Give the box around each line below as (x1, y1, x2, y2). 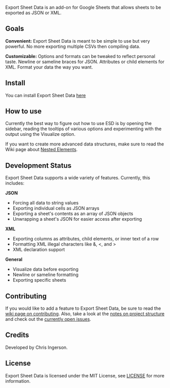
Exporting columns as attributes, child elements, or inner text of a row (12, 236, 159, 242)
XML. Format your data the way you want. (5, 64, 93, 70)
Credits (5, 331, 30, 340)
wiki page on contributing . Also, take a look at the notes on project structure (5, 311, 165, 317)
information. (5, 378, 31, 384)
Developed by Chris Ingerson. (5, 344, 68, 350)
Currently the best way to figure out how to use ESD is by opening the (5, 121, 152, 127)
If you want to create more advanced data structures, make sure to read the (5, 141, 164, 147)
